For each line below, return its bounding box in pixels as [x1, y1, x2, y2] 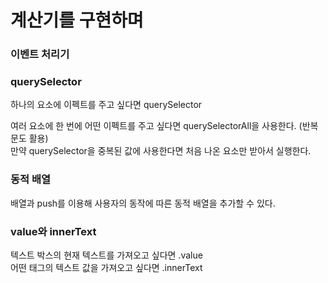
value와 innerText [10, 224, 97, 238]
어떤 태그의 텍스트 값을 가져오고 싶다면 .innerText [10, 262, 203, 273]
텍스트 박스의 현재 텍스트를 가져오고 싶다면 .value [10, 249, 203, 261]
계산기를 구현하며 [10, 9, 144, 32]
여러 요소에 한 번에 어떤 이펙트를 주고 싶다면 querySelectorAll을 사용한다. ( [10, 120, 303, 132]
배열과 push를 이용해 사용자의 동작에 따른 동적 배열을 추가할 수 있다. [10, 197, 276, 209]
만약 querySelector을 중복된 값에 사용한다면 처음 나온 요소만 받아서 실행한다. [10, 145, 312, 157]
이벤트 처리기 [10, 47, 70, 61]
